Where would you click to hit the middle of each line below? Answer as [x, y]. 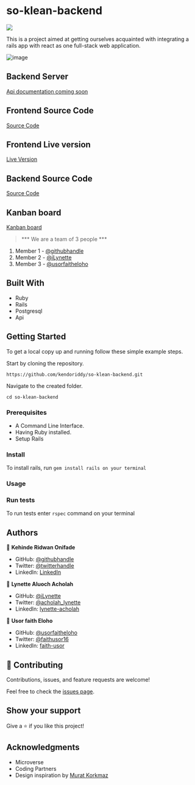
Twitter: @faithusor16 [42, 639]
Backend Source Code [49, 178]
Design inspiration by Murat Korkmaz [62, 775]
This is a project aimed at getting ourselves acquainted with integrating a [97, 39]
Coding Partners [36, 768]
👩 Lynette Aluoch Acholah [40, 584]
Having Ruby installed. [43, 432]
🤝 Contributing [35, 665]
